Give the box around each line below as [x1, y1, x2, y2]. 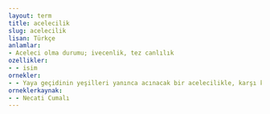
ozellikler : [8, 57, 48, 65]
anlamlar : [8, 42, 42, 50]
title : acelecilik [8, 19, 70, 27]
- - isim [8, 64, 38, 72]
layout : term [8, 11, 52, 20]
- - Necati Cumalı [8, 94, 70, 102]
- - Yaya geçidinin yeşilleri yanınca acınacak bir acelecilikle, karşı [8, 79, 257, 87]
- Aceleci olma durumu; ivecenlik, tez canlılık [8, 49, 174, 57]
